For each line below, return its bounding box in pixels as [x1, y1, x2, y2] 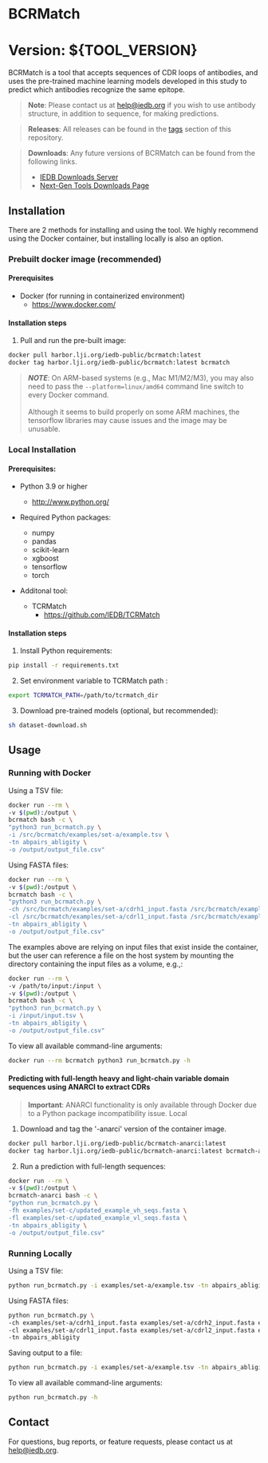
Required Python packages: [19, 512, 112, 522]
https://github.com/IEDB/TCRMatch [43, 610, 160, 620]
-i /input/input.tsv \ [8, 1012, 84, 1020]
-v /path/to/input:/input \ [8, 982, 102, 990]
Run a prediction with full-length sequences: [19, 1161, 166, 1171]
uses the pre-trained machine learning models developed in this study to [8, 77, 247, 86]
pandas [31, 536, 57, 546]
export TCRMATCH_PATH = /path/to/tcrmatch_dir [8, 692, 159, 700]
